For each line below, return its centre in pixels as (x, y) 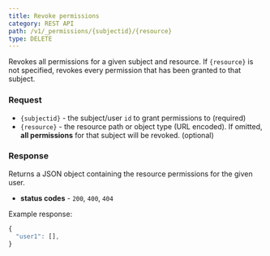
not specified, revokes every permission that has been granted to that (125, 71)
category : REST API (41, 24)
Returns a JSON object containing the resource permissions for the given (131, 174)
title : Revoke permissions (54, 16)
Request (25, 100)
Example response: (41, 214)
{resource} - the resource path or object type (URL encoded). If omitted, (141, 126)
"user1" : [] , (38, 236)
